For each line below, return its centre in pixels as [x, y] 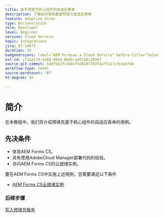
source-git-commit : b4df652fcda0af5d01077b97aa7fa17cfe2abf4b [70, 64]
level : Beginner [21, 32]
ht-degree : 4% [20, 78]
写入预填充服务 [20, 210]
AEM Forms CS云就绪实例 [38, 184]
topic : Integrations [26, 41]
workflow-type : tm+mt [27, 69]
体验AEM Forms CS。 [34, 151]
